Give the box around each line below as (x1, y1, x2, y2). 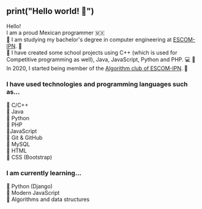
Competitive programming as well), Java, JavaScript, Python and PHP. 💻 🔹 (6, 56, 196, 63)
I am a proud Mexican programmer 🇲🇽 (6, 29, 105, 36)
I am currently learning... (6, 169, 82, 178)
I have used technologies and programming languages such (6, 80, 188, 88)
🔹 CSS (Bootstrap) (6, 154, 53, 161)
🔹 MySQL (6, 140, 31, 148)
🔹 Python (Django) (6, 183, 53, 190)
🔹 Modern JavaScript (6, 189, 60, 197)
